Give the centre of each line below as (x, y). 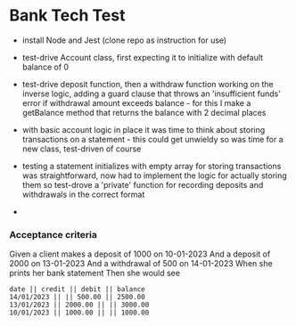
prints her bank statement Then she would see (95, 273)
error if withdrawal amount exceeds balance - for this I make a (136, 102)
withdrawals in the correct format (83, 194)
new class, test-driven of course (82, 149)
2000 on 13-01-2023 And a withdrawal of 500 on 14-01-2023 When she (141, 264)
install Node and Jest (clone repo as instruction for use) (124, 40)
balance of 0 (45, 67)
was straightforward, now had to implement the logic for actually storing (154, 175)
